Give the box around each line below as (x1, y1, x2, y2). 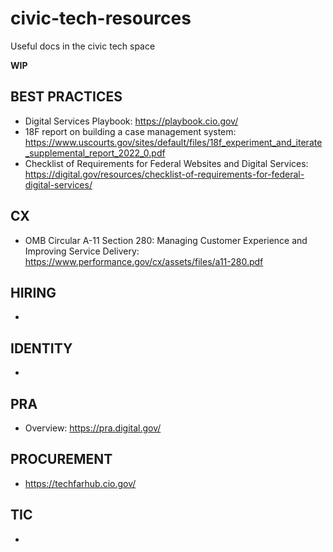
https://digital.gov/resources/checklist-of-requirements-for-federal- (24, 168, 305, 180)
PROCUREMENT (10, 451, 113, 468)
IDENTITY (10, 340, 73, 357)
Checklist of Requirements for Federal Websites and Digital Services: (24, 157, 309, 169)
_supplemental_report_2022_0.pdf (24, 147, 166, 159)
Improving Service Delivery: (24, 245, 140, 257)
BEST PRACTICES (10, 88, 123, 106)
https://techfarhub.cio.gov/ (24, 477, 137, 489)
